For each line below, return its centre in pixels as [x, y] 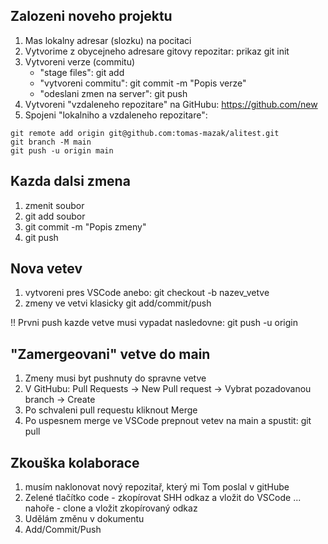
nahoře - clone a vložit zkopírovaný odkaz [111, 508]
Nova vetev [46, 269]
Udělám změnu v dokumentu [84, 519]
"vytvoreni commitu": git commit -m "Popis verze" [143, 83]
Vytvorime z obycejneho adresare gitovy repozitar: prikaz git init [157, 51]
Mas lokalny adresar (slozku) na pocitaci [108, 40]
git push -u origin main [62, 150]
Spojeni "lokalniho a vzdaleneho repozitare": [116, 115]
